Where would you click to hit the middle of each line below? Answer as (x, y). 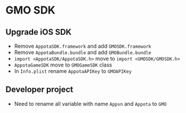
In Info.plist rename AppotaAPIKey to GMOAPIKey (73, 71)
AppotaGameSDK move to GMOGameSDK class (63, 65)
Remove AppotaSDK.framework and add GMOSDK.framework (83, 46)
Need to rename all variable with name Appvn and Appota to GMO (90, 104)
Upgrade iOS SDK (39, 32)
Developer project (39, 90)
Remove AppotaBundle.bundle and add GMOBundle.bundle (83, 52)
